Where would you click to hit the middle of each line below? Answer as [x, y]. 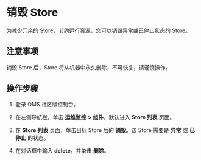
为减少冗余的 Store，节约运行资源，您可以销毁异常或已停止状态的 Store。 [98, 30]
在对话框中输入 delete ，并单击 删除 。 [62, 150]
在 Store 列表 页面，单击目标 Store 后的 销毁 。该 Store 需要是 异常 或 [102, 130]
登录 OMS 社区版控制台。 [47, 104]
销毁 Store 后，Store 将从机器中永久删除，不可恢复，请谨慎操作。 [89, 67]
